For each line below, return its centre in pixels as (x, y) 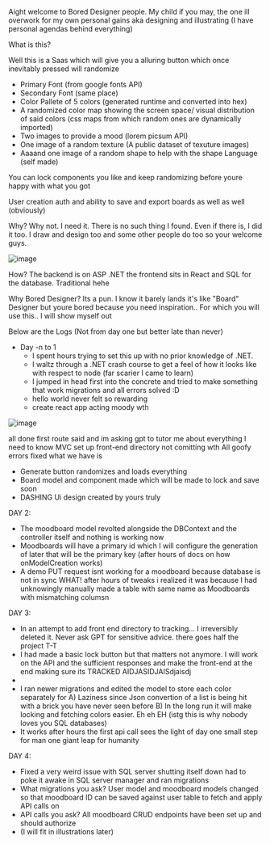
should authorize (48, 823)
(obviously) (27, 210)
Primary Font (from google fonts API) (81, 84)
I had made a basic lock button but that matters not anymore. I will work (139, 654)
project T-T (39, 646)
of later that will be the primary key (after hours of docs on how (125, 554)
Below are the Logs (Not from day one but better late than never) (116, 331)
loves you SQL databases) (63, 723)
